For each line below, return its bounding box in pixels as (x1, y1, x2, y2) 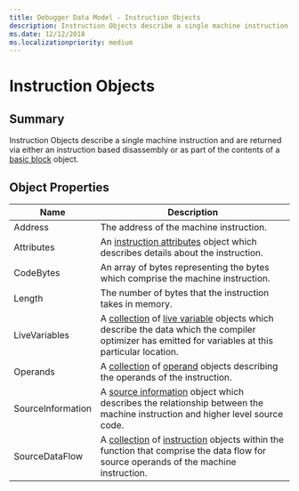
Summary (9, 111, 65, 126)
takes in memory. (100, 298, 173, 310)
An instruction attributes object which (100, 236, 257, 248)
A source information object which (100, 386, 245, 398)
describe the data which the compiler (100, 324, 256, 336)
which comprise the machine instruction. (100, 272, 271, 285)
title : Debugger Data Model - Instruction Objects (9, 12, 201, 22)
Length (13, 293, 44, 305)
